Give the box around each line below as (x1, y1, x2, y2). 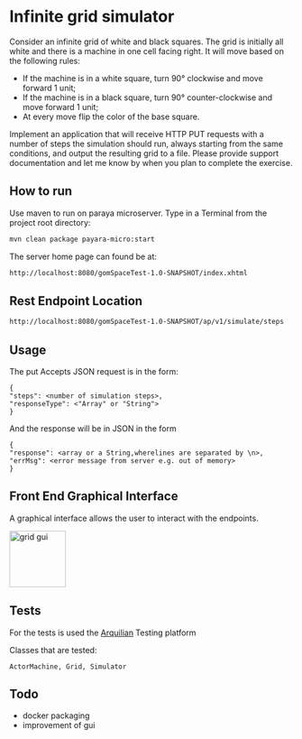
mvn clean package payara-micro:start (9, 235, 155, 244)
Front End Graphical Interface (9, 489, 178, 504)
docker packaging (22, 710, 90, 721)
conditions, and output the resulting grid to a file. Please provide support (9, 147, 279, 159)
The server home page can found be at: (9, 251, 158, 262)
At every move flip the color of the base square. (22, 111, 200, 122)
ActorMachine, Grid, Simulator (9, 661, 127, 671)
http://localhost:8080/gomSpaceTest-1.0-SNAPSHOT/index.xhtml (9, 268, 248, 277)
